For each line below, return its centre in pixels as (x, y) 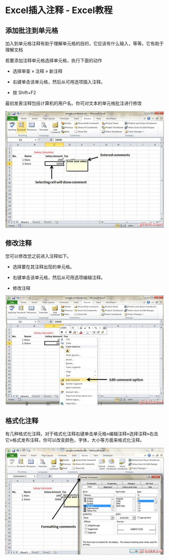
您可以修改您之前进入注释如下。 (38, 256)
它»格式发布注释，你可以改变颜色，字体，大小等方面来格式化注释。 (75, 440)
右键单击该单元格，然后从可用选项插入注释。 (59, 82)
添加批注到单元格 (32, 30)
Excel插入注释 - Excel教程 (59, 10)
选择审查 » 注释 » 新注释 (37, 71)
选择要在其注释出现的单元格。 (43, 267)
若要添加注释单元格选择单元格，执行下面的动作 (54, 60)
